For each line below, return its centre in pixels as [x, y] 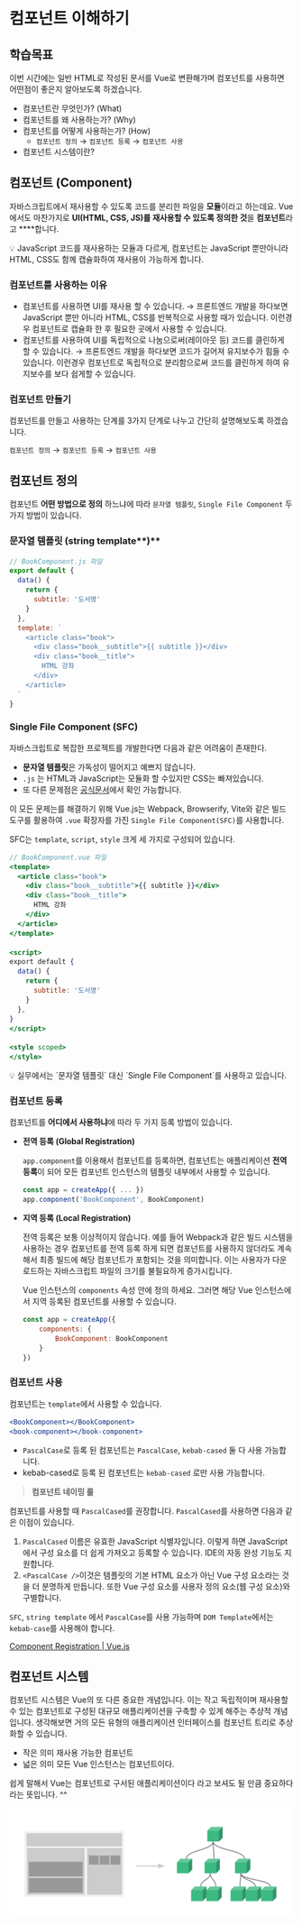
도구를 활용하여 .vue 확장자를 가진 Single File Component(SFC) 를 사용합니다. [147, 820]
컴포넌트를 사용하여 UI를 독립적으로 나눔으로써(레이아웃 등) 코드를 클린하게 [153, 340]
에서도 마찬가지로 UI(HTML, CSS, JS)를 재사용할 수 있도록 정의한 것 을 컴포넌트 [147, 217]
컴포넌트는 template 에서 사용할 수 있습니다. [86, 1404]
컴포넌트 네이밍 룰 [63, 1491]
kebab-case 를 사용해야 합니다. [62, 1627]
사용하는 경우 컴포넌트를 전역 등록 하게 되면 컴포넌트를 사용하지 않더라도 [149, 1249]
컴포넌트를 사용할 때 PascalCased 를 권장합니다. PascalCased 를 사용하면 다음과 [146, 1510]
